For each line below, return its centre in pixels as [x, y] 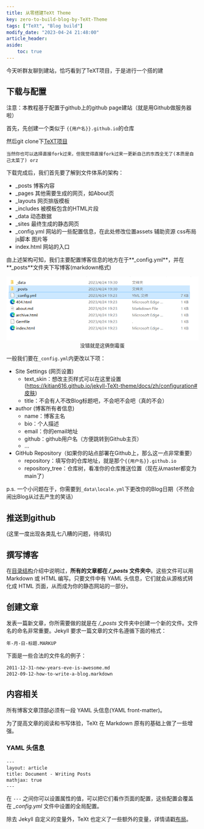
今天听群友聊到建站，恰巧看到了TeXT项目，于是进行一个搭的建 [85, 70]
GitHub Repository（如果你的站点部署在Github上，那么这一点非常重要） [105, 453]
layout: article [27, 768]
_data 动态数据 [33, 216]
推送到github [31, 518]
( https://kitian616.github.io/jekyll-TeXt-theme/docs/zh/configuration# [111, 386]
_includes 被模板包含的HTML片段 [57, 208]
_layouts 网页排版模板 [42, 201]
